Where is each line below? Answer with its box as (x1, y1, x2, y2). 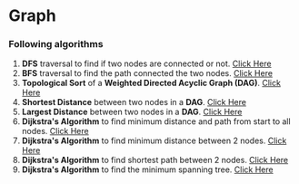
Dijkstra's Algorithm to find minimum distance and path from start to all (21, 116, 292, 127)
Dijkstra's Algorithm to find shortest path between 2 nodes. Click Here (21, 155, 289, 166)
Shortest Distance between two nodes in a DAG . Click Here (21, 97, 247, 108)
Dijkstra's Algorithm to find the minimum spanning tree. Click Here (21, 164, 274, 175)
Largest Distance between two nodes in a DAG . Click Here (21, 106, 243, 118)
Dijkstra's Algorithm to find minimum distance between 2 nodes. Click (21, 135, 287, 146)
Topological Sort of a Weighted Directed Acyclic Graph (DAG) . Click (21, 78, 281, 89)
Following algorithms (8, 38, 104, 51)
